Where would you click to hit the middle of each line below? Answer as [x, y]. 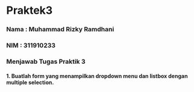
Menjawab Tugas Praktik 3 [46, 61]
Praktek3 [30, 11]
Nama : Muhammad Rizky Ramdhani [60, 29]
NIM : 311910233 [31, 46]
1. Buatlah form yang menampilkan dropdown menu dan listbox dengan [97, 76]
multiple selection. [30, 82]
